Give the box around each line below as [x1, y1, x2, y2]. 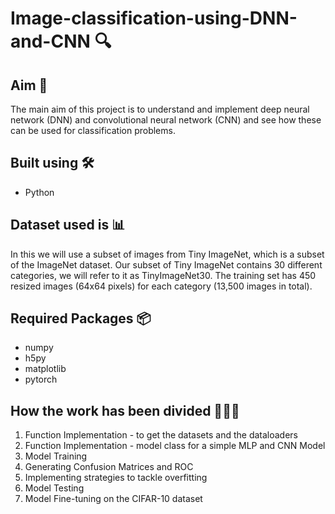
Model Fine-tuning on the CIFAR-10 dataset [24, 493, 203, 505]
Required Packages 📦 [10, 310, 152, 327]
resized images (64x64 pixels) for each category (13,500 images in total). [10, 280, 313, 292]
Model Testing [24, 482, 85, 494]
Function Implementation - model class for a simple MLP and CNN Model [24, 440, 326, 452]
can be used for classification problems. [10, 125, 176, 136]
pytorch [24, 373, 58, 386]
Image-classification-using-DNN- [10, 7, 298, 30]
